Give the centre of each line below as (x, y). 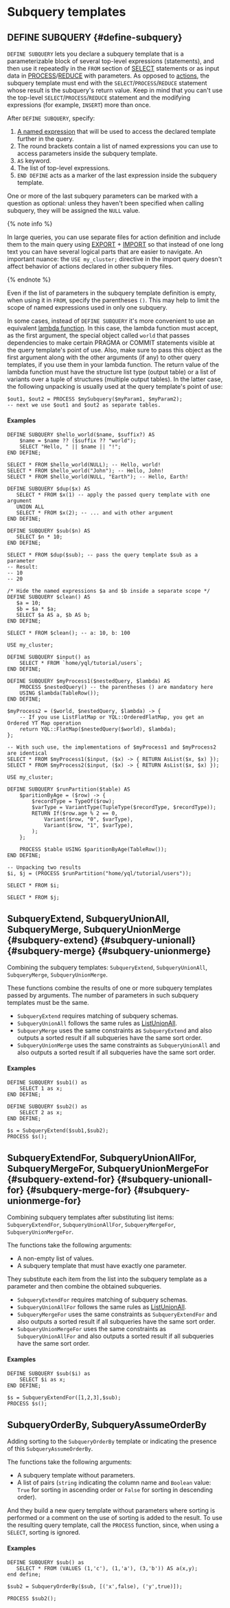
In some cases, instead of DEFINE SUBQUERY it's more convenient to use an (111, 321)
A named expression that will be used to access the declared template (116, 132)
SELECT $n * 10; (39, 537)
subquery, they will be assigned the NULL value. (74, 211)
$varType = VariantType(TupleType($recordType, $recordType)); (124, 808)
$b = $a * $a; (36, 609)
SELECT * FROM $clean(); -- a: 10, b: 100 (69, 633)
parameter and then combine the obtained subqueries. (84, 1287)
